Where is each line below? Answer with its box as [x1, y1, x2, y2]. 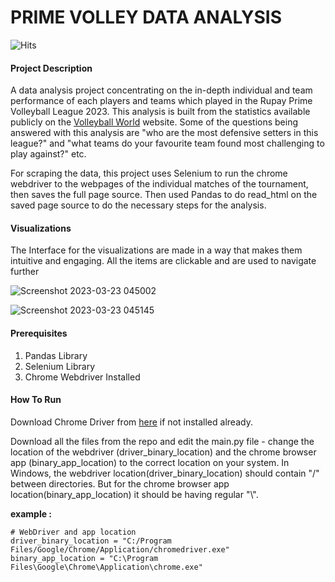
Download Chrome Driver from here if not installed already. [10, 416, 253, 428]
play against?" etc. [10, 148, 87, 160]
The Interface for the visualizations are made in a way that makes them [10, 244, 303, 256]
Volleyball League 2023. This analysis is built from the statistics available [10, 106, 311, 118]
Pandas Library [24, 349, 88, 361]
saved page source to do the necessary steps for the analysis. [10, 199, 267, 211]
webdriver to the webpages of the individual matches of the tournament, [10, 178, 309, 190]
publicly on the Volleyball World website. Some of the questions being [10, 116, 298, 128]
